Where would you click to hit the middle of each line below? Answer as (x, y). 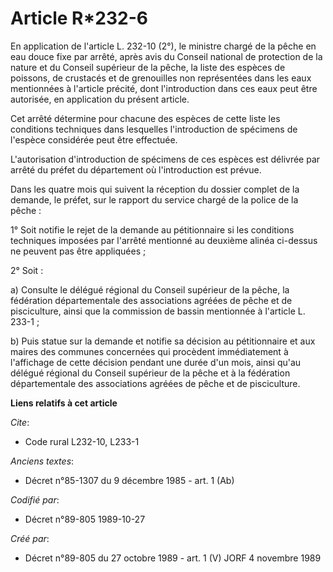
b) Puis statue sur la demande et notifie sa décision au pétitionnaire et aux (163, 341)
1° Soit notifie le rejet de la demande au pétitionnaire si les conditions (152, 229)
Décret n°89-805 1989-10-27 (85, 519)
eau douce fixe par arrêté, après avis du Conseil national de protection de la (166, 56)
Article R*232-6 (79, 18)
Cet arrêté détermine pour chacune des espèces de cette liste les (145, 118)
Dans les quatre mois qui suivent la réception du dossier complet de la (155, 189)
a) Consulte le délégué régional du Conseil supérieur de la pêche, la (150, 289)
